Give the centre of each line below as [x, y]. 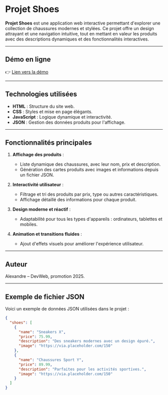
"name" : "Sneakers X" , [42, 332]
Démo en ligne [28, 59]
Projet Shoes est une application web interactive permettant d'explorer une [83, 23]
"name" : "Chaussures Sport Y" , [51, 360]
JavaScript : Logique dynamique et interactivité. [62, 117]
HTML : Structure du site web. [43, 106]
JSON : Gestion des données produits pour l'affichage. [69, 122]
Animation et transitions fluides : [47, 234]
